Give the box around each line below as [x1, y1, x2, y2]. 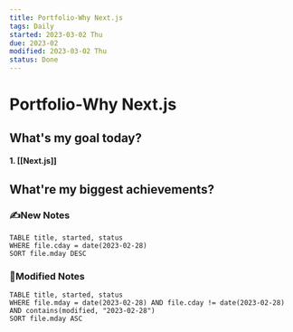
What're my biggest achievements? [9, 182, 215, 197]
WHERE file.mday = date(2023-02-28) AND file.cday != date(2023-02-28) [9, 299, 285, 308]
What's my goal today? [9, 130, 142, 146]
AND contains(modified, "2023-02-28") [9, 307, 156, 316]
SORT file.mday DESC [9, 249, 88, 258]
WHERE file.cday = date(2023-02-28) [9, 241, 147, 250]
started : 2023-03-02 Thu [9, 30, 103, 39]
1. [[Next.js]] [9, 156, 57, 166]
